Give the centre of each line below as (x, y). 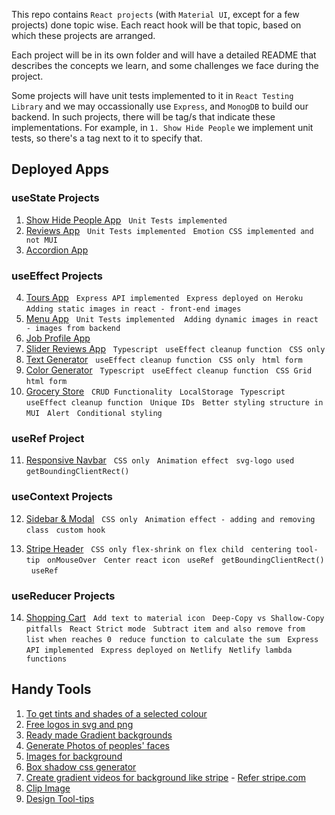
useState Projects (55, 198)
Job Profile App (58, 338)
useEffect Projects (57, 276)
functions (46, 659)
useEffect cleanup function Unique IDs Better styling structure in (174, 402)
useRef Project (48, 438)
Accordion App (57, 250)
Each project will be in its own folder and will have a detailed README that (164, 55)
